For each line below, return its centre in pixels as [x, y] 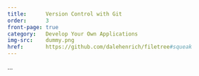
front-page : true [33, 27]
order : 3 [28, 21]
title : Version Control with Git [65, 14]
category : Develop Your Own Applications [73, 34]
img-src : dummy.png [41, 40]
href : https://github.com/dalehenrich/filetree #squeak [100, 47]
